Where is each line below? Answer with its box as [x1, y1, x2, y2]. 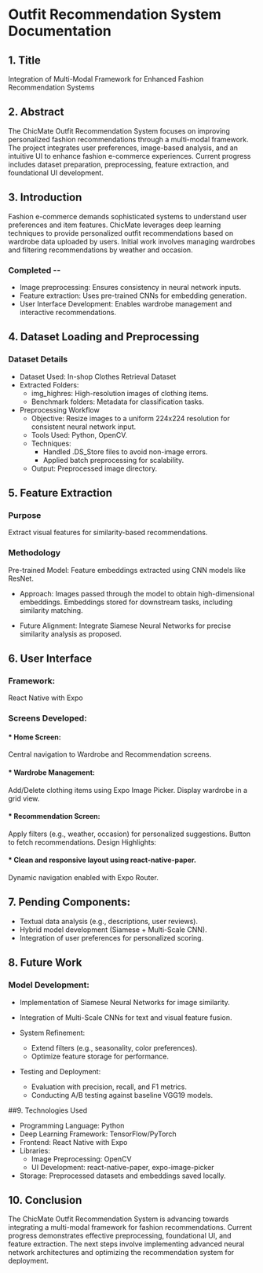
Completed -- [8, 265, 61, 276]
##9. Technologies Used [8, 1106, 88, 1115]
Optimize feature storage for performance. [31, 1051, 169, 1061]
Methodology [8, 548, 61, 559]
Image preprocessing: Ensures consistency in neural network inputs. [19, 282, 242, 292]
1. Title [8, 53, 42, 67]
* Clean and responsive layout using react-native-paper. [8, 855, 197, 865]
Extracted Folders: [19, 380, 79, 390]
